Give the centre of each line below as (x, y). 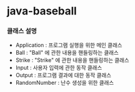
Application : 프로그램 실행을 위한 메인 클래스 (69, 45)
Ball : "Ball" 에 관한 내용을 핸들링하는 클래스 (67, 53)
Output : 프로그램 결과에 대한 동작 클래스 (63, 75)
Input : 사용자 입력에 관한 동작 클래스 (59, 68)
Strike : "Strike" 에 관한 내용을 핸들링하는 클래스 (72, 60)
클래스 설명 (22, 31)
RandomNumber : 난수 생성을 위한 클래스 (64, 83)
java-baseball (42, 11)
